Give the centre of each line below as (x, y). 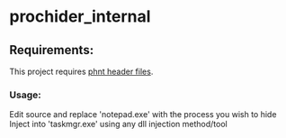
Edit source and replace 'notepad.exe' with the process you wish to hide (143, 115)
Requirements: (52, 50)
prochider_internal (80, 17)
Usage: (26, 95)
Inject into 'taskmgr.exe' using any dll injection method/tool (118, 124)
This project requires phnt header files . (81, 71)
